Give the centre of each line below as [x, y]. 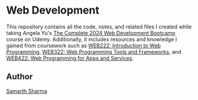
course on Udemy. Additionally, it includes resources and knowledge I [92, 39]
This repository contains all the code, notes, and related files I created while [99, 27]
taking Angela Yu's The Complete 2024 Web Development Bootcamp [91, 33]
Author [19, 77]
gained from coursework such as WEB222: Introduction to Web [84, 46]
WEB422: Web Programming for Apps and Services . [70, 58]
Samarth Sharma [27, 91]
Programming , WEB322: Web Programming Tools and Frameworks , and [94, 51]
